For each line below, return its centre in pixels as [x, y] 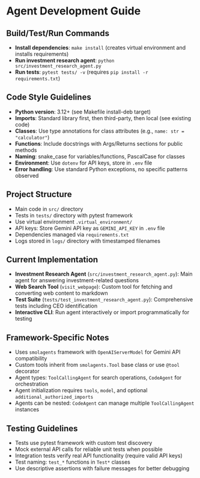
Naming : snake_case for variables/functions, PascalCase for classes [100, 156]
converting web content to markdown [61, 293]
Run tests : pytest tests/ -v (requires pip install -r [81, 72]
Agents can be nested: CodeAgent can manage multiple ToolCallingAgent [105, 403]
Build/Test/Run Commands [58, 33]
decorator [27, 371]
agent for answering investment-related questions [77, 280]
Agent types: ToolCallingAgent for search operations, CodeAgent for [98, 378]
